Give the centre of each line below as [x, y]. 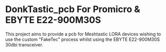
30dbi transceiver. [24, 44]
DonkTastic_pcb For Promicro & [73, 9]
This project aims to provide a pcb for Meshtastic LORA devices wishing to [83, 34]
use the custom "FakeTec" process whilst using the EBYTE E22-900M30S [82, 39]
